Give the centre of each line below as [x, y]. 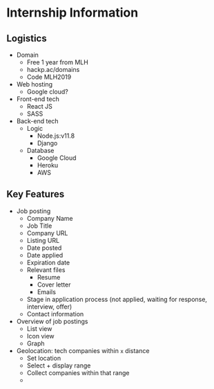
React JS [40, 106]
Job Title [39, 226]
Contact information [55, 314]
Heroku [48, 165]
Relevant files [46, 270]
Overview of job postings [52, 321]
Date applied [45, 255]
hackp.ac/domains [53, 70]
